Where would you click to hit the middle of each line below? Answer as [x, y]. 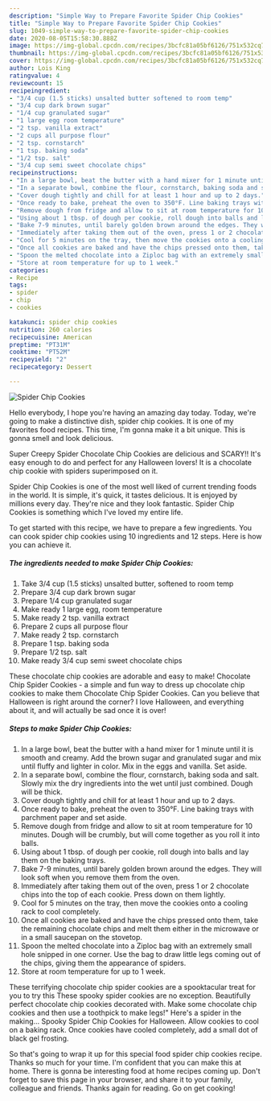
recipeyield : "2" [38, 360]
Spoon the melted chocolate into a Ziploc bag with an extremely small [136, 946]
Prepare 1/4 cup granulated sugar [76, 600]
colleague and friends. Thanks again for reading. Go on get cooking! [122, 1088]
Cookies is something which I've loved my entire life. [96, 512]
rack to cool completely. [61, 911]
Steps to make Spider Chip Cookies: [70, 728]
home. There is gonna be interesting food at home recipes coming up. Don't [135, 1070]
